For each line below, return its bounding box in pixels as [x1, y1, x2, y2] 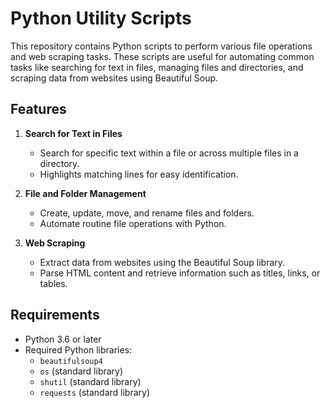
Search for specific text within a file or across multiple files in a [39, 147, 299, 159]
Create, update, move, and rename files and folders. [39, 207, 255, 219]
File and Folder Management [24, 187, 147, 199]
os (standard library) [39, 365, 124, 377]
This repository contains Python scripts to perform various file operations [10, 40, 313, 52]
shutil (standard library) [39, 375, 142, 387]
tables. [39, 277, 68, 289]
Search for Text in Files [24, 127, 123, 139]
